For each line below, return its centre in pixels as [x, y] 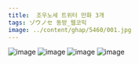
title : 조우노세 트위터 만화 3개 [56, 15]
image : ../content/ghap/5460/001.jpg [70, 30]
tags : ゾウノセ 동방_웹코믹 [48, 23]
